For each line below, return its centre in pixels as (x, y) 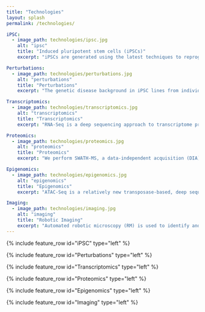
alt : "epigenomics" (42, 181)
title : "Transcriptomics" (50, 119)
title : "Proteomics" (43, 153)
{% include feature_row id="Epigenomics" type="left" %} (78, 290)
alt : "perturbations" (45, 79)
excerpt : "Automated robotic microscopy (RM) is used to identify (103, 226)
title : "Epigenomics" (45, 186)
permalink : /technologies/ (41, 23)
